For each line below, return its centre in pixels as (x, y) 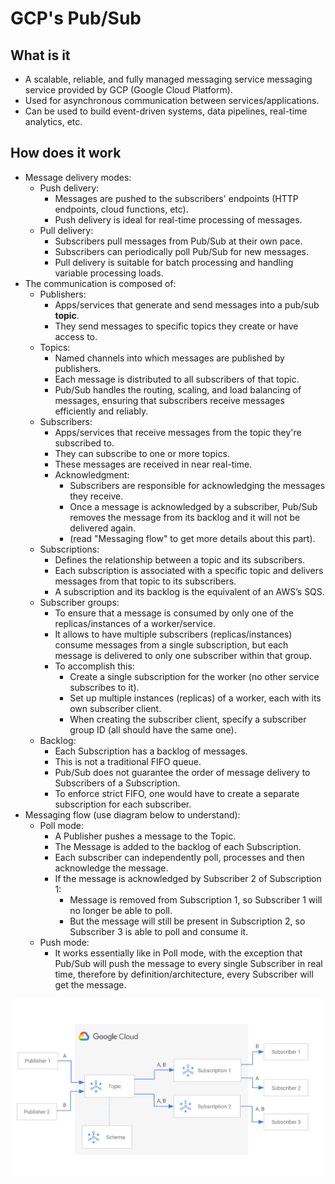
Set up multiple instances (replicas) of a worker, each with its (195, 698)
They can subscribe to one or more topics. (142, 453)
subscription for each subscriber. (123, 804)
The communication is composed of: (100, 283)
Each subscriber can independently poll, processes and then (179, 857)
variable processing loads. (109, 273)
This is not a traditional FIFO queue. (128, 761)
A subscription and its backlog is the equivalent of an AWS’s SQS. (189, 591)
